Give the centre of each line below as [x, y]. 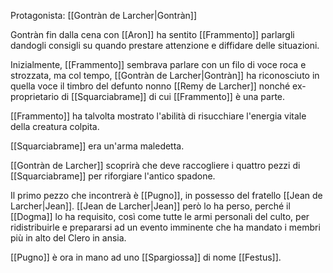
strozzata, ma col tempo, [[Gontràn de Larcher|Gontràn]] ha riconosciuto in [165, 75]
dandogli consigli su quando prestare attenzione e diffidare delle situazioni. [165, 45]
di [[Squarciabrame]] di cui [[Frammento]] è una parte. [173, 96]
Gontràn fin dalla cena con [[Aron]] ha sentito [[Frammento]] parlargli [152, 34]
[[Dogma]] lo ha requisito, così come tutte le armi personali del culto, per [160, 216]
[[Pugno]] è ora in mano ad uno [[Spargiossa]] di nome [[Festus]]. [146, 257]
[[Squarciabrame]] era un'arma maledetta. [97, 146]
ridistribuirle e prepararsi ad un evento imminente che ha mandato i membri [165, 227]
